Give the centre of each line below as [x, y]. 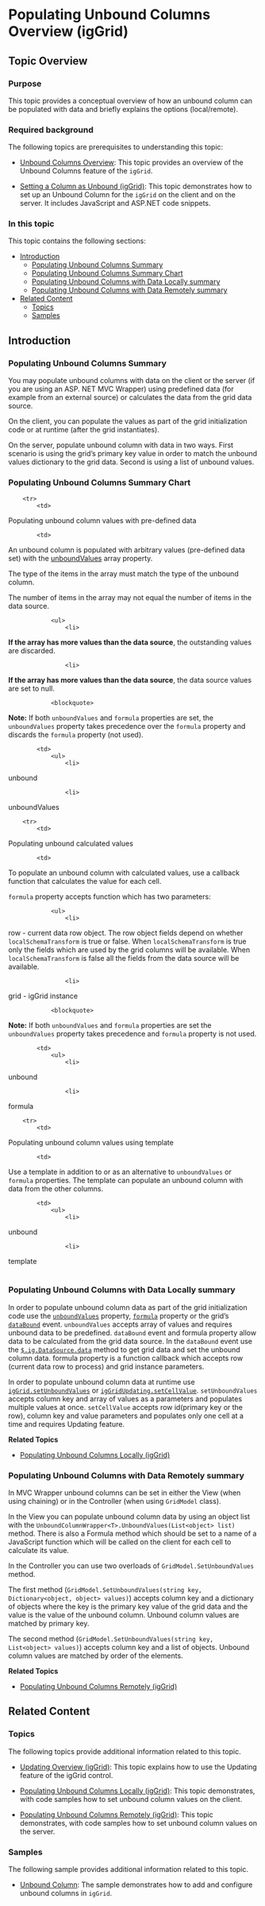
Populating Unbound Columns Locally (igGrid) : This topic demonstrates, [137, 1791]
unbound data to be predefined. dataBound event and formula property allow [132, 1332]
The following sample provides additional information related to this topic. [128, 1869]
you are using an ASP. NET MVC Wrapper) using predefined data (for [121, 389]
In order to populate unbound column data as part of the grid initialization [128, 1307]
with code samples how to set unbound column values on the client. [131, 1799]
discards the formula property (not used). [76, 735]
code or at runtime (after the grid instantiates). [84, 430]
